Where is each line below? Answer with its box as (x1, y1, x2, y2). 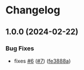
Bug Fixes (5, 44, 35, 52)
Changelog (5, 3, 61, 17)
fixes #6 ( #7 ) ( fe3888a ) (14, 57, 71, 64)
